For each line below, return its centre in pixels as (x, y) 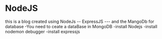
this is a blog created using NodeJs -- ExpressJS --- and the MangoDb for (80, 21)
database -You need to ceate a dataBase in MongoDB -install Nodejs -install (81, 26)
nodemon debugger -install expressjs (43, 31)
